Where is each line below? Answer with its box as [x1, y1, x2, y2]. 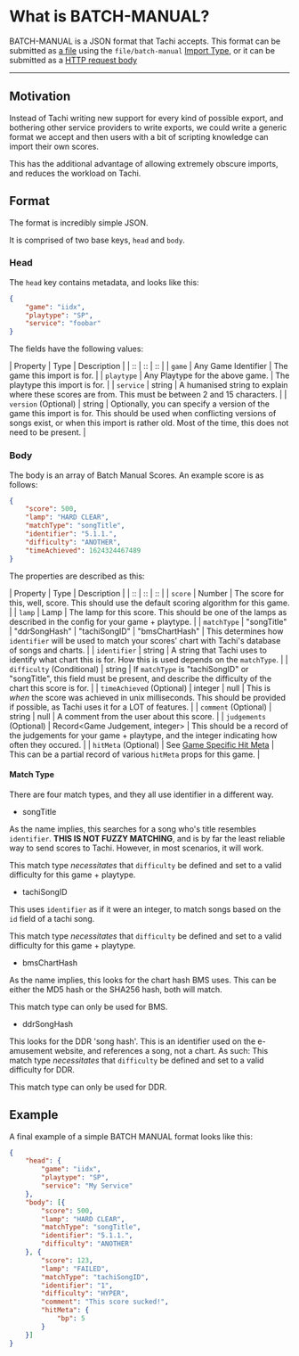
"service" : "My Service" [41, 1181, 133, 1191]
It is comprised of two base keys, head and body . [9, 234, 185, 245]
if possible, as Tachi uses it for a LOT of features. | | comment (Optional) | [9, 702, 272, 712]
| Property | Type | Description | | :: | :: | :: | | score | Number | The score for [9, 588, 285, 598]
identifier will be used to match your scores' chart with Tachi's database [9, 635, 281, 645]
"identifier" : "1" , [41, 1281, 114, 1290]
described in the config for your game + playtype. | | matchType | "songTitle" [9, 616, 287, 627]
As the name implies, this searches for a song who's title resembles [9, 823, 256, 834]
